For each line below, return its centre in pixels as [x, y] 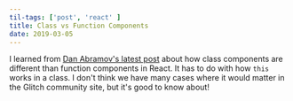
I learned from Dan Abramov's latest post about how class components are [146, 59]
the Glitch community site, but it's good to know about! [110, 87]
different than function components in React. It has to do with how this [139, 68]
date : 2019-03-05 [41, 34]
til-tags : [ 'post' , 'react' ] [65, 17]
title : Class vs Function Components [79, 26]
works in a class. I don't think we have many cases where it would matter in [147, 78]
